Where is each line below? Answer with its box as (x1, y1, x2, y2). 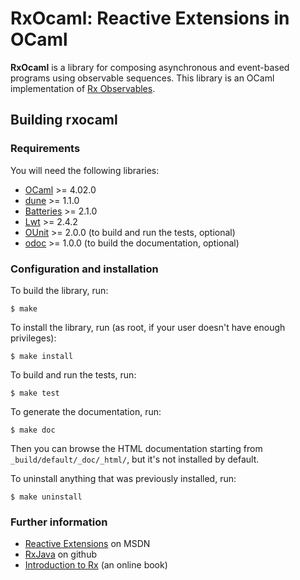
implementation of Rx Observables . (10, 82, 156, 94)
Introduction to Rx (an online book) (24, 559, 168, 571)
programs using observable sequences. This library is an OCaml (10, 72, 275, 84)
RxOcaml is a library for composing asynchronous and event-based (10, 61, 290, 73)
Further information (10, 515, 108, 529)
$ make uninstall (10, 492, 83, 502)
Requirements (10, 142, 81, 156)
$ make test (10, 388, 60, 398)
